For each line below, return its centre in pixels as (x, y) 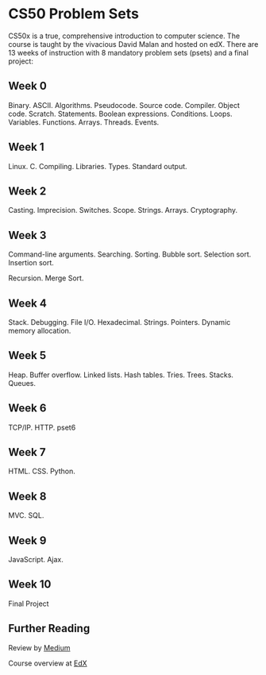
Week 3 (27, 235)
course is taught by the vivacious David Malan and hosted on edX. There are (133, 44)
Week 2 (27, 191)
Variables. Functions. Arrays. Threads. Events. (84, 122)
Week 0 (28, 86)
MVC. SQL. (26, 515)
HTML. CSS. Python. (42, 471)
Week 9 (27, 540)
